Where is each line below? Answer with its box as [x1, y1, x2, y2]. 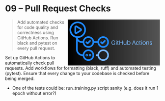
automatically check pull [5, 60, 55, 66]
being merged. [5, 76, 35, 81]
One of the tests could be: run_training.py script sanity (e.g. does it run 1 [12, 85, 159, 91]
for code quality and [17, 24, 58, 30]
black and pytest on [17, 40, 57, 46]
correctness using [17, 29, 54, 35]
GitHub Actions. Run [17, 35, 58, 41]
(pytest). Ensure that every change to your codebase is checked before [5, 70, 150, 76]
